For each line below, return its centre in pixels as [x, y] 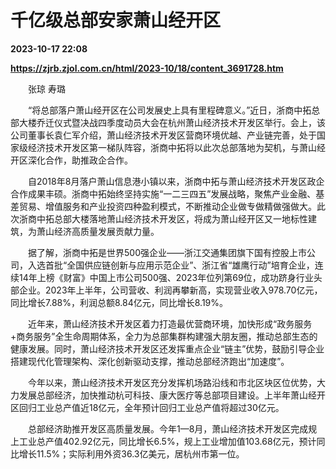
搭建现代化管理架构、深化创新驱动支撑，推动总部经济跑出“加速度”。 [150, 361]
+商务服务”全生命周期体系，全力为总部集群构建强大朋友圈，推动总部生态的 [164, 336]
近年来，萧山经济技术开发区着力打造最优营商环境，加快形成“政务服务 [170, 323]
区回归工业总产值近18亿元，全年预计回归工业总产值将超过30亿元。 [147, 407]
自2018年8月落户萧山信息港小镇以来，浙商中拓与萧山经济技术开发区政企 [176, 181]
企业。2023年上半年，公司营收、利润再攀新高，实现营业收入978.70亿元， [170, 290]
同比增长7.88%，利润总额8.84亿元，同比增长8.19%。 [119, 302]
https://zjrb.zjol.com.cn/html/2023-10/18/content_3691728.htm [147, 68]
